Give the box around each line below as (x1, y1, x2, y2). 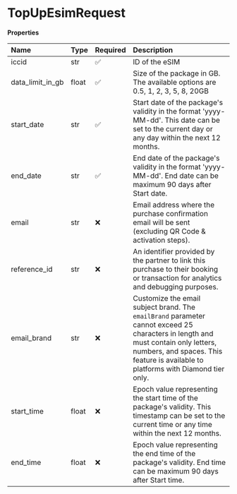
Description (133, 44, 174, 54)
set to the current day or (133, 123, 213, 133)
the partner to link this (133, 255, 206, 265)
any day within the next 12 (133, 133, 221, 143)
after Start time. (133, 475, 185, 485)
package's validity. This (133, 402, 212, 411)
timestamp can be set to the (133, 411, 226, 421)
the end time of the (133, 448, 196, 458)
